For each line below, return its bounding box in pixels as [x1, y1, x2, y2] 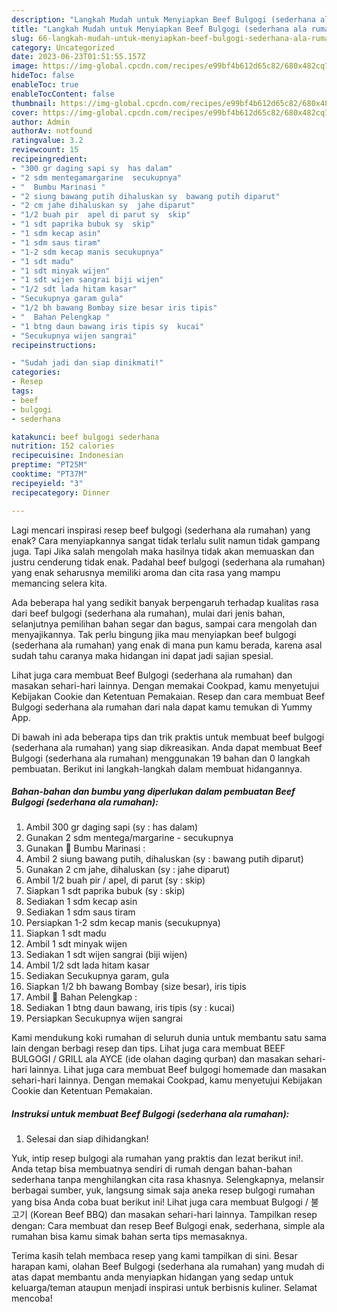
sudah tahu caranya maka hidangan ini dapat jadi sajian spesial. [11, 649, 274, 661]
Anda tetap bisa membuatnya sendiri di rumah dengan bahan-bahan [11, 1163, 293, 1175]
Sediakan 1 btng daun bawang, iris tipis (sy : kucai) [25, 1002, 236, 1014]
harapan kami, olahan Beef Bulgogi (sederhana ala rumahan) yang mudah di [11, 1261, 325, 1273]
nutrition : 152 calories [11, 441, 115, 451]
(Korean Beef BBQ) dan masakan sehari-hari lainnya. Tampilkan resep [29, 1209, 318, 1221]
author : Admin [11, 117, 71, 127]
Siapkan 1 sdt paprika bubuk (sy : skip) [25, 885, 186, 897]
